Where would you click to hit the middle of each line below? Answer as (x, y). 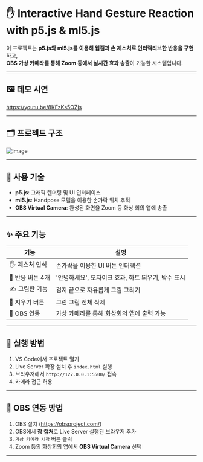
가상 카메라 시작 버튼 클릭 (43, 439)
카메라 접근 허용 (34, 382)
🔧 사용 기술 (26, 177)
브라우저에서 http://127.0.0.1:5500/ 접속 (66, 374)
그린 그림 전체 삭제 (81, 303)
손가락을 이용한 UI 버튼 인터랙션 (98, 265)
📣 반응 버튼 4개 (30, 278)
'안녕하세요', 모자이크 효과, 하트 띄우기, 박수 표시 (121, 278)
